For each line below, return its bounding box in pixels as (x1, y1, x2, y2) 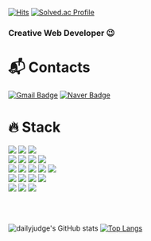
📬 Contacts (8, 58, 91, 77)
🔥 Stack (8, 118, 61, 136)
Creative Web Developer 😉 (8, 27, 115, 38)
